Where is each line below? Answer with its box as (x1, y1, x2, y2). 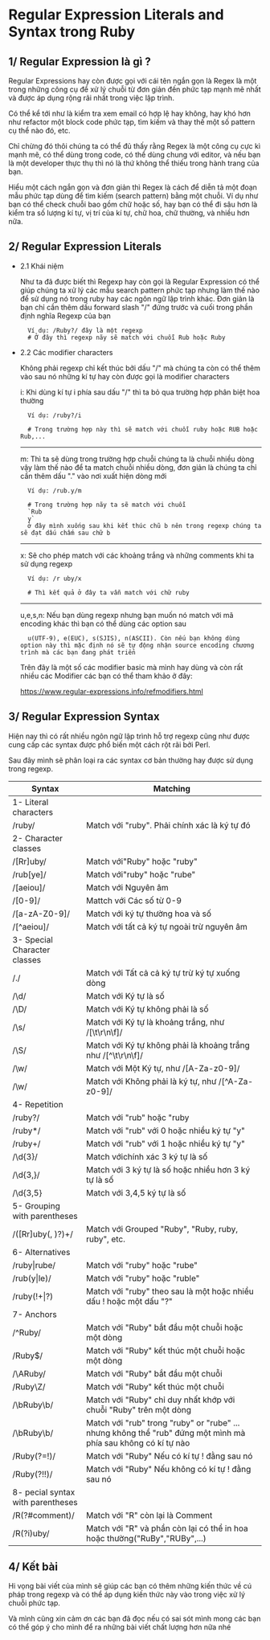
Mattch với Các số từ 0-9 (85, 894, 182, 906)
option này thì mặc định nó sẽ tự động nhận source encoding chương (19, 641, 255, 649)
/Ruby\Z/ (12, 1380, 46, 1392)
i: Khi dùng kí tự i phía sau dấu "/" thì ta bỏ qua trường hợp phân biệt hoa (19, 387, 260, 397)
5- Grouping (12, 1200, 60, 1211)
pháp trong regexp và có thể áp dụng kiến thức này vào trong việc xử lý (8, 1589, 246, 1600)
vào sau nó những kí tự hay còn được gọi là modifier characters (19, 371, 231, 381)
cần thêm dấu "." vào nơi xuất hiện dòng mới (19, 471, 167, 481)
